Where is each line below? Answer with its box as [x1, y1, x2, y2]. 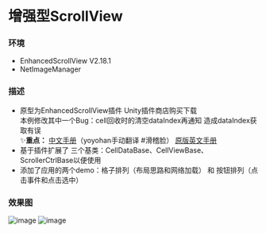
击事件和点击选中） [19, 175, 83, 184]
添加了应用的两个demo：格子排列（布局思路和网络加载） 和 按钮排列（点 [19, 165, 259, 175]
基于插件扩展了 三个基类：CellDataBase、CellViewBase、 [19, 145, 209, 155]
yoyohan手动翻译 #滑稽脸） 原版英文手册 [83, 135, 218, 145]
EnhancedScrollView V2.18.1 [19, 56, 111, 66]
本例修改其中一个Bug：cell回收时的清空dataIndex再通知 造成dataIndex [19, 115, 250, 125]
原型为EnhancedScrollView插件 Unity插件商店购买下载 [19, 105, 197, 115]
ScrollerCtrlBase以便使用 [19, 155, 102, 165]
